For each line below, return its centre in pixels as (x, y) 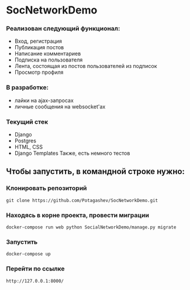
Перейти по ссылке (35, 269)
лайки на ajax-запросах (44, 100)
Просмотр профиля (39, 72)
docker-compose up (28, 254)
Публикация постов (39, 47)
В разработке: (27, 87)
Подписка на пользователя (49, 60)
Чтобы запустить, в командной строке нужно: (96, 171)
